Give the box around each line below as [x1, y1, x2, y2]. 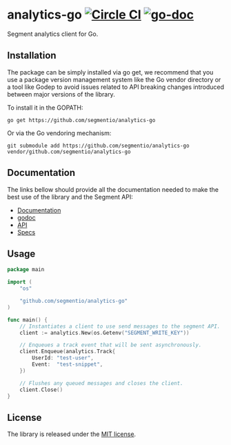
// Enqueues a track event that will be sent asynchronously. [19, 342, 202, 348]
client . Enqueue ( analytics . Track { [19, 348, 116, 355]
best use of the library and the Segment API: [7, 192, 133, 201]
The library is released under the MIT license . [7, 430, 137, 438]
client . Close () [19, 386, 63, 393]
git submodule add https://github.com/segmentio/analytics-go [7, 142, 190, 149]
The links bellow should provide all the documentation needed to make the [7, 185, 219, 193]
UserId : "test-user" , [32, 355, 94, 362]
